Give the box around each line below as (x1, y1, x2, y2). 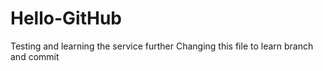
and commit (10, 50, 60, 62)
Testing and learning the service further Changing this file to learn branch (10, 40, 314, 52)
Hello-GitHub (10, 7, 122, 30)
